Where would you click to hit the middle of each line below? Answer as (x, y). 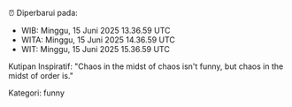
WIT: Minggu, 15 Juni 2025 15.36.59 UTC (95, 49)
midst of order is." (41, 76)
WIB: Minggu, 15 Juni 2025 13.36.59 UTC (96, 31)
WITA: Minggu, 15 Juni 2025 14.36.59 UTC (98, 40)
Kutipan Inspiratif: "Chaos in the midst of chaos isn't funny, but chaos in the (146, 66)
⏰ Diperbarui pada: (43, 13)
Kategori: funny (37, 93)
